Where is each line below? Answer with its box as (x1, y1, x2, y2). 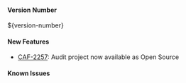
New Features (7, 37, 50, 46)
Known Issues (7, 69, 50, 77)
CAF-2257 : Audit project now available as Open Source (17, 53, 180, 61)
